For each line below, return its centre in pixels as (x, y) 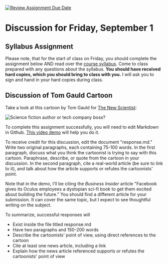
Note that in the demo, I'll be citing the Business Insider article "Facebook (81, 183)
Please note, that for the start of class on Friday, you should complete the (81, 58)
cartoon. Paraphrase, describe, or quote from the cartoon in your (72, 158)
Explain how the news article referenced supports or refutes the (78, 251)
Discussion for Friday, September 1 (79, 28)
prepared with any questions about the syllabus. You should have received (83, 69)
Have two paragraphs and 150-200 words (55, 229)
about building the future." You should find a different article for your (76, 194)
